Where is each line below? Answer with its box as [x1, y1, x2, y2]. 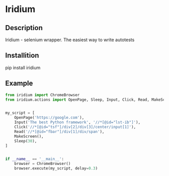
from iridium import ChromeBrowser [5, 92, 80, 97]
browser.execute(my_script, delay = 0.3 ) [14, 166, 98, 171]
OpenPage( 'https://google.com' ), [14, 115, 84, 120]
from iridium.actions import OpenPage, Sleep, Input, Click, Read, [5, 97, 150, 102]
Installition [5, 51, 39, 60]
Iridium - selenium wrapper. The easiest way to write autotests [5, 37, 135, 43]
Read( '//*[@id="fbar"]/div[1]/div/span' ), [14, 129, 105, 134]
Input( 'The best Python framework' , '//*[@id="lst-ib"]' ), [14, 120, 141, 125]
